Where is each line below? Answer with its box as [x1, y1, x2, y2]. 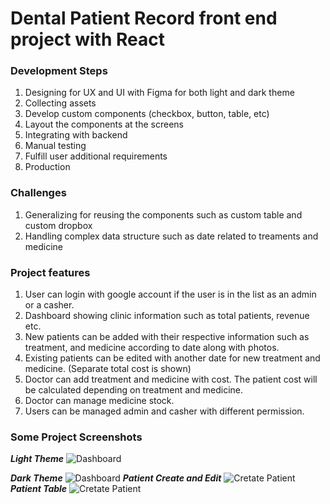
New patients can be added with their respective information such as [24, 331, 310, 343]
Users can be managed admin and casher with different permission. [24, 405, 305, 417]
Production [24, 161, 71, 173]
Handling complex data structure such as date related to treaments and [24, 230, 319, 242]
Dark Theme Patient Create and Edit [10, 472, 222, 484]
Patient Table [10, 483, 68, 495]
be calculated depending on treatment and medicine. [24, 384, 244, 396]
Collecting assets [24, 97, 97, 109]
